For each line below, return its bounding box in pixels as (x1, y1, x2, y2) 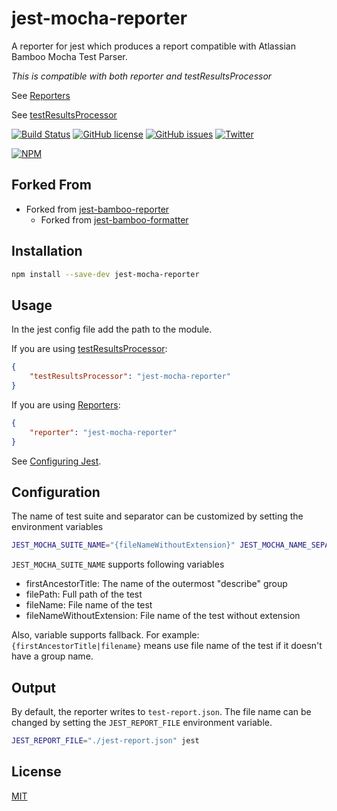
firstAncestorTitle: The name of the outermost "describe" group (25, 578, 288, 590)
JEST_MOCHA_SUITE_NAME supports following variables (11, 558, 225, 571)
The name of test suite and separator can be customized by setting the (11, 510, 304, 522)
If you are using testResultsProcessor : (11, 343, 168, 355)
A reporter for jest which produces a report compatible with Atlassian (11, 40, 296, 52)
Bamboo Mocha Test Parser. (11, 50, 128, 62)
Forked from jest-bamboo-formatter (40, 213, 189, 226)
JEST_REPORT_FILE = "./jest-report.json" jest (11, 736, 200, 746)
